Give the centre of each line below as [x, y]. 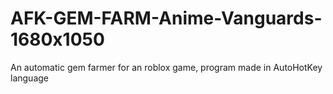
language [29, 78]
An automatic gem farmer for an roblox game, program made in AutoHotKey [166, 67]
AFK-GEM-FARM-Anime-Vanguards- [166, 18]
